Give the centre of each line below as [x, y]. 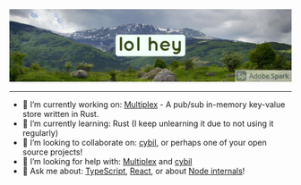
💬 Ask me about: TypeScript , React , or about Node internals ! [133, 171]
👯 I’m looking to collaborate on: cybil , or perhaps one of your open [144, 142]
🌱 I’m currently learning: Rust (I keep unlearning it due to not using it [148, 123]
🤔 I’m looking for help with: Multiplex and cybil [107, 161]
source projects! [52, 152]
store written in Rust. [60, 114]
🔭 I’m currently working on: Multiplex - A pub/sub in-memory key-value [154, 104]
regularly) [40, 132]
